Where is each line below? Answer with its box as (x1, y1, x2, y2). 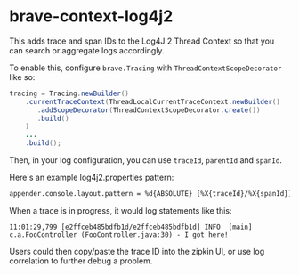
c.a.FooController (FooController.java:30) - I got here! (9, 230, 229, 239)
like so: (9, 71, 36, 82)
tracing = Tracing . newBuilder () (9, 89, 129, 98)
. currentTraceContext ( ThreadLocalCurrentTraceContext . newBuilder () (25, 97, 280, 106)
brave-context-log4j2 (9, 6, 174, 27)
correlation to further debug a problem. (9, 255, 153, 266)
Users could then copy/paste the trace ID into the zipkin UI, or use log (9, 246, 265, 256)
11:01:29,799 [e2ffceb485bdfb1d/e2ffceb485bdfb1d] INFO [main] (9, 222, 253, 231)
